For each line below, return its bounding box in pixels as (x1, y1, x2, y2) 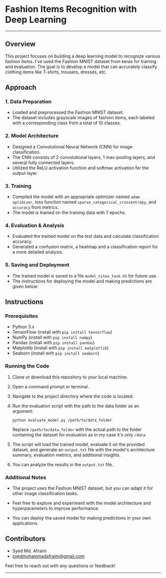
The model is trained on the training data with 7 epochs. (12, 210, 126, 216)
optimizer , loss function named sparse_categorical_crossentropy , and (12, 199, 157, 205)
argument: (12, 408, 34, 414)
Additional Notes (5, 474, 46, 481)
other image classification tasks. (12, 490, 79, 496)
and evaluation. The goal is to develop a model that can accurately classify (5, 64, 157, 70)
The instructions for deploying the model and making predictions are (12, 278, 152, 284)
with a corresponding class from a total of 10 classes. (12, 120, 121, 126)
